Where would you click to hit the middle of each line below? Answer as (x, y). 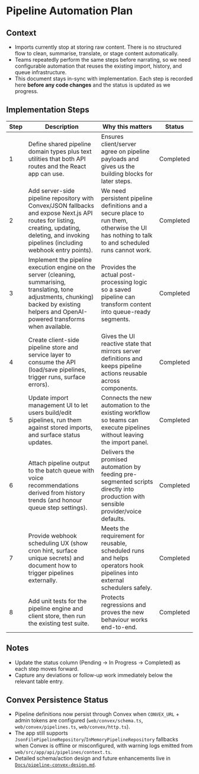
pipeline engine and (56, 608)
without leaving (122, 434)
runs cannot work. (126, 250)
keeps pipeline (121, 366)
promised (114, 459)
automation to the (126, 405)
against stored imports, (60, 427)
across (110, 380)
